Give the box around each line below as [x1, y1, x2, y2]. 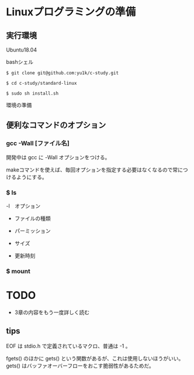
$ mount [6, 267, 30, 275]
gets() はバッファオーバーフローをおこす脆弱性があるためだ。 [6, 362, 155, 369]
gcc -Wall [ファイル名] [6, 139, 70, 147]
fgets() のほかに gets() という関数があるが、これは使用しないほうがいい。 [6, 355, 184, 362]
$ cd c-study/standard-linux [6, 80, 77, 86]
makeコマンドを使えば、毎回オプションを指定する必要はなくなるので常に [6, 166, 183, 173]
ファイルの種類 [14, 215, 51, 222]
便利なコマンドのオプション [6, 121, 106, 130]
